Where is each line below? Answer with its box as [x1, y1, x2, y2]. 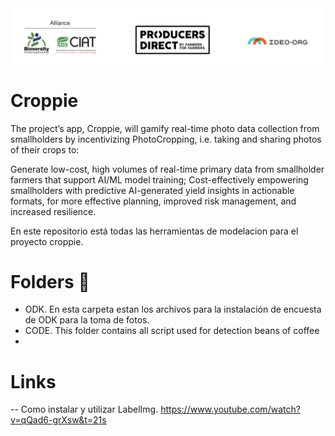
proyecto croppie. [10, 235, 84, 247]
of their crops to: [10, 143, 80, 156]
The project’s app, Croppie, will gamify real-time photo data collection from [10, 122, 320, 134]
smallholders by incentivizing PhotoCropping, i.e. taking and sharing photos [10, 133, 322, 145]
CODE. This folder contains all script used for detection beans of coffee [24, 325, 320, 337]
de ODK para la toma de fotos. [24, 314, 150, 326]
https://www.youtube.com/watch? [160, 403, 301, 416]
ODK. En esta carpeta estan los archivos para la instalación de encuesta [24, 303, 322, 316]
